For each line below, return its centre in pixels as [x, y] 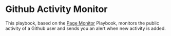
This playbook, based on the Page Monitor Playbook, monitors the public [82, 23]
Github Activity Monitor [56, 9]
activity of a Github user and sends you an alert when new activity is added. [85, 28]
